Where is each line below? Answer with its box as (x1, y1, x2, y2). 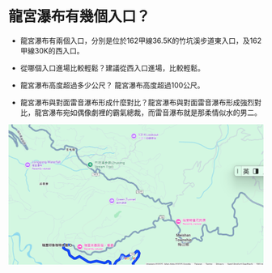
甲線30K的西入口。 (19, 45, 84, 55)
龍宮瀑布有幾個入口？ (8, 7, 151, 26)
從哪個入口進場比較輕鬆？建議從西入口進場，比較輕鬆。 (19, 62, 205, 73)
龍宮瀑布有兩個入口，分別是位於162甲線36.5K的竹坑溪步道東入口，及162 (19, 36, 262, 45)
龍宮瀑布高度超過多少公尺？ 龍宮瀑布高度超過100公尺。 (19, 80, 205, 90)
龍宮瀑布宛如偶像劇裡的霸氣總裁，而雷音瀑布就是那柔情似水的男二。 (34, 107, 261, 117)
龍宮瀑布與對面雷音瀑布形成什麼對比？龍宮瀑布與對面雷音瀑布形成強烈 (19, 97, 255, 107)
